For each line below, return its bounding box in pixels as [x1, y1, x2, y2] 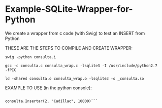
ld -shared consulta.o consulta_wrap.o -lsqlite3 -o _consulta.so [5, 76, 144, 81]
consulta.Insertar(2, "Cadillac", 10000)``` [5, 99, 98, 104]
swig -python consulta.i [5, 54, 56, 60]
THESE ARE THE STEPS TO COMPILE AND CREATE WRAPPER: [5, 45, 133, 51]
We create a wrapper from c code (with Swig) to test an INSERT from [5, 30, 145, 36]
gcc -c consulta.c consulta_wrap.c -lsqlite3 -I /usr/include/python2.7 [5, 63, 158, 68]
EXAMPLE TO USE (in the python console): [5, 85, 92, 91]
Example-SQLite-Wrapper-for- [5, 3, 133, 15]
